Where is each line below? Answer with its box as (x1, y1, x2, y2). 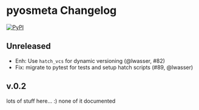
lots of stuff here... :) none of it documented (6, 97, 116, 105)
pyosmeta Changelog (6, 4, 117, 18)
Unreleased (6, 41, 52, 51)
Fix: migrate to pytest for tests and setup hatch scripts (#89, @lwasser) (15, 63, 194, 71)
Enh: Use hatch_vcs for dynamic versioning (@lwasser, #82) (15, 57, 166, 64)
